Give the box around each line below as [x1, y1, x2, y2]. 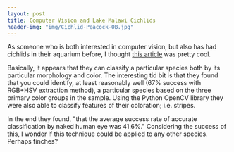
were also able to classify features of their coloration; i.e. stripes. [7, 101, 196, 110]
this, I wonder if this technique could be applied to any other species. [7, 129, 208, 138]
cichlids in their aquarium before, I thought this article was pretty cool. [7, 50, 211, 58]
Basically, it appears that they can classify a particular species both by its [7, 64, 221, 72]
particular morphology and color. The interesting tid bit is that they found [7, 71, 218, 80]
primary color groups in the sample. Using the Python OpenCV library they [7, 94, 223, 102]
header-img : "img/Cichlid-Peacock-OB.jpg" [7, 23, 134, 30]
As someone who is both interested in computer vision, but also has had [7, 43, 217, 51]
